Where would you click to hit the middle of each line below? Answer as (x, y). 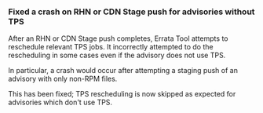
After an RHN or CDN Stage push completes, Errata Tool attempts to (118, 38)
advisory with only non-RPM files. (63, 79)
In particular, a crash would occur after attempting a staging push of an (123, 71)
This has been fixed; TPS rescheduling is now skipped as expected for (122, 94)
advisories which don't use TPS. (60, 102)
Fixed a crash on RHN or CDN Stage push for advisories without (131, 12)
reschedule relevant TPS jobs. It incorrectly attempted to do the (111, 47)
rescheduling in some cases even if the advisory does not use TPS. (117, 55)
